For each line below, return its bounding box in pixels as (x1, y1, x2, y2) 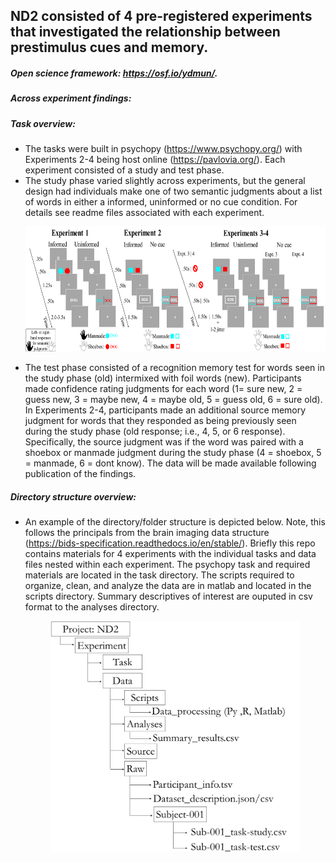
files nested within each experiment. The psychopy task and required (24, 559, 311, 571)
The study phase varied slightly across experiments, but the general (24, 175, 306, 187)
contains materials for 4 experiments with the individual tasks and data (24, 548, 317, 560)
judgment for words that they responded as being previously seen (24, 415, 297, 427)
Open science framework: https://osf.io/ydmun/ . (10, 67, 218, 79)
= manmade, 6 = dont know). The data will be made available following (24, 457, 317, 469)
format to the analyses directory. (24, 601, 160, 613)
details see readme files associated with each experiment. (24, 207, 265, 219)
